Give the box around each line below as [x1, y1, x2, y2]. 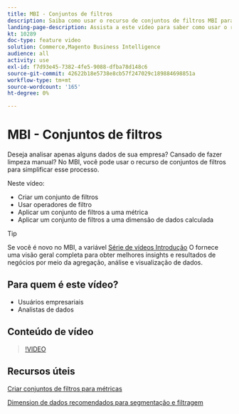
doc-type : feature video [7, 37, 81, 44]
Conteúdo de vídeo [7, 326, 94, 338]
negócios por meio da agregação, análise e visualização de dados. [7, 258, 203, 267]
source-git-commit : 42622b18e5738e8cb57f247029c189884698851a [7, 70, 196, 77]
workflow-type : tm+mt [7, 76, 72, 84]
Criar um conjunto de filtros [17, 193, 98, 201]
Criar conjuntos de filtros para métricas [7, 384, 122, 393]
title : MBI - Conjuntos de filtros [7, 10, 113, 18]
